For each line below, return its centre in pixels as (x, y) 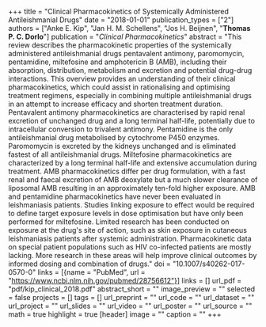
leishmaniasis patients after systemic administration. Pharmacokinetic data (130, 238)
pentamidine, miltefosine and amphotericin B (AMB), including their (118, 62)
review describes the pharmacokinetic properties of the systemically (120, 45)
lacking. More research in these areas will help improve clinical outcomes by (133, 255)
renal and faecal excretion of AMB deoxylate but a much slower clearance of (133, 180)
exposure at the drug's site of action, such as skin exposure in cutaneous (128, 230)
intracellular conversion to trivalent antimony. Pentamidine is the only (121, 129)
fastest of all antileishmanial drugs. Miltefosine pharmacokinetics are (120, 154)
